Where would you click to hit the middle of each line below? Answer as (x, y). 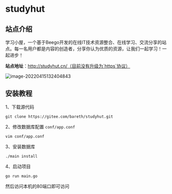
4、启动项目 (18, 166)
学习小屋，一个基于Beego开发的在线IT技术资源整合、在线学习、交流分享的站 (86, 42)
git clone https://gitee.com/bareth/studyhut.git (59, 116)
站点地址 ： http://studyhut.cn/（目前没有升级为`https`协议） (68, 66)
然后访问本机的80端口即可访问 (37, 186)
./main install (21, 156)
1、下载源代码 (20, 107)
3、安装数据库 (20, 146)
